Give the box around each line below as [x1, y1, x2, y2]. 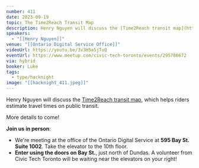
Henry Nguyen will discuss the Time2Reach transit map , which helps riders [6, 96, 190, 103]
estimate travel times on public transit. [6, 103, 99, 109]
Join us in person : [6, 125, 52, 132]
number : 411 [6, 8, 36, 15]
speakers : [6, 31, 31, 37]
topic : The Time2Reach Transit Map [6, 19, 94, 25]
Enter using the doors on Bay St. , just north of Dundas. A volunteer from [14, 149, 192, 156]
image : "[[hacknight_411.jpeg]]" [6, 80, 89, 86]
